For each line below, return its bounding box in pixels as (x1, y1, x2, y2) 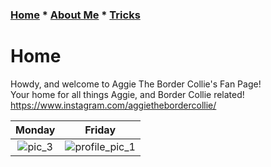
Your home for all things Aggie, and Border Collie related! (10, 88, 245, 100)
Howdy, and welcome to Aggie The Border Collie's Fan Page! (10, 78, 262, 90)
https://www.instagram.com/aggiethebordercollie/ (10, 99, 217, 111)
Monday (15, 123, 56, 137)
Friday (84, 123, 117, 137)
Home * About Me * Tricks (10, 8, 141, 22)
